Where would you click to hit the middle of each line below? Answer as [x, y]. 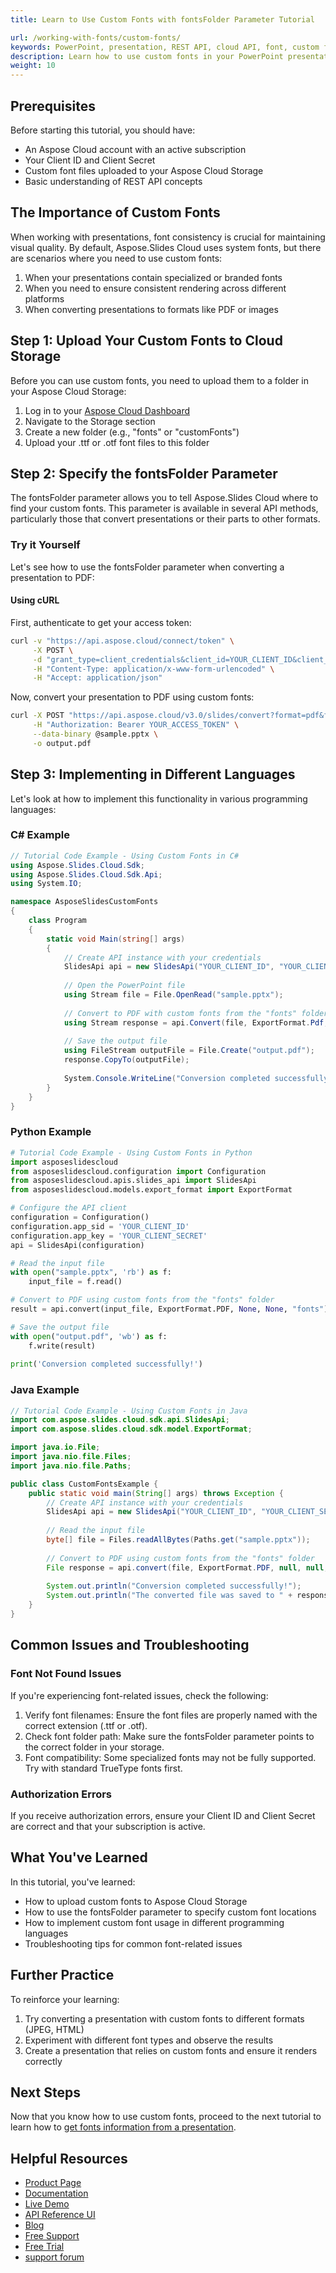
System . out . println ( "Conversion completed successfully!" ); [174, 1586]
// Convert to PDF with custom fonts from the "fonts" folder [196, 1013]
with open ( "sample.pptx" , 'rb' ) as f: [91, 1272]
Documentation [56, 2193]
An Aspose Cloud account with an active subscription [135, 149]
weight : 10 [33, 66]
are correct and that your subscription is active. [108, 1826]
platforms [44, 298]
